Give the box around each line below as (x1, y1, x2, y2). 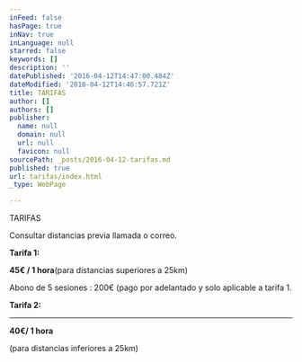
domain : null (17, 130, 67, 139)
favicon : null (17, 146, 70, 155)
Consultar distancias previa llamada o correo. (9, 230, 178, 241)
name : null (17, 122, 58, 131)
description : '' (9, 64, 70, 73)
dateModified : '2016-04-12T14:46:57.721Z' (9, 80, 171, 89)
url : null (17, 138, 54, 147)
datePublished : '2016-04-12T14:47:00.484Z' (9, 72, 175, 81)
